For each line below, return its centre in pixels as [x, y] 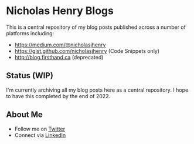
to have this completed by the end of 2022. [58, 96]
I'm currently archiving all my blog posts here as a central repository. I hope [97, 90]
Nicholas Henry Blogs [60, 11]
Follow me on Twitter [40, 129]
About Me [24, 115]
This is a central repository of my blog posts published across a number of [96, 27]
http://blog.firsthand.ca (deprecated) [59, 57]
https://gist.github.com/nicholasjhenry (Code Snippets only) [87, 51]
